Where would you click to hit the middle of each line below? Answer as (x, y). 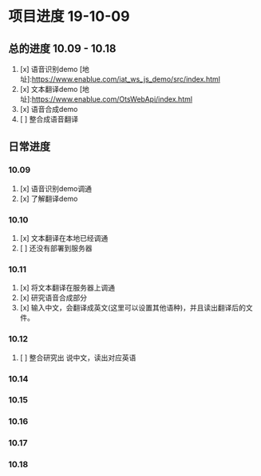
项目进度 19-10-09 (69, 16)
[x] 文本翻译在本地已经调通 (64, 238)
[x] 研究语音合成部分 (53, 298)
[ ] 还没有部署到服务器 (56, 248)
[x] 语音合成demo (49, 109)
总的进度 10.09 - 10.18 (62, 48)
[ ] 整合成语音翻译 (49, 119)
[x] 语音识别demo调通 (55, 188)
